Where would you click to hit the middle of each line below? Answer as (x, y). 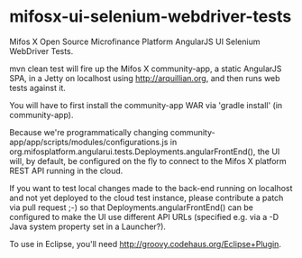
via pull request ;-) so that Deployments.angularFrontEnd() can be (132, 207)
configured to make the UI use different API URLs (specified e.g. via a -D (144, 217)
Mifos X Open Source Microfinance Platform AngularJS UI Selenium (135, 41)
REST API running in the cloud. (66, 170)
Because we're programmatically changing (89, 132)
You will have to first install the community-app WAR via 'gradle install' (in (146, 105)
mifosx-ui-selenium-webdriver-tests (151, 17)
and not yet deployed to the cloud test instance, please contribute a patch (146, 198)
